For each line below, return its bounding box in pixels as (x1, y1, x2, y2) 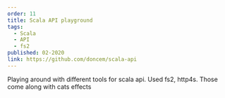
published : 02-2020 (7, 50, 65, 57)
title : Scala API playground (7, 17, 93, 24)
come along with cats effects (7, 82, 92, 91)
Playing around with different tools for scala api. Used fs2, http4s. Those (7, 75, 219, 83)
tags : (7, 23, 23, 30)
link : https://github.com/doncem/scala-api (7, 56, 138, 63)
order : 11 (7, 10, 37, 17)
